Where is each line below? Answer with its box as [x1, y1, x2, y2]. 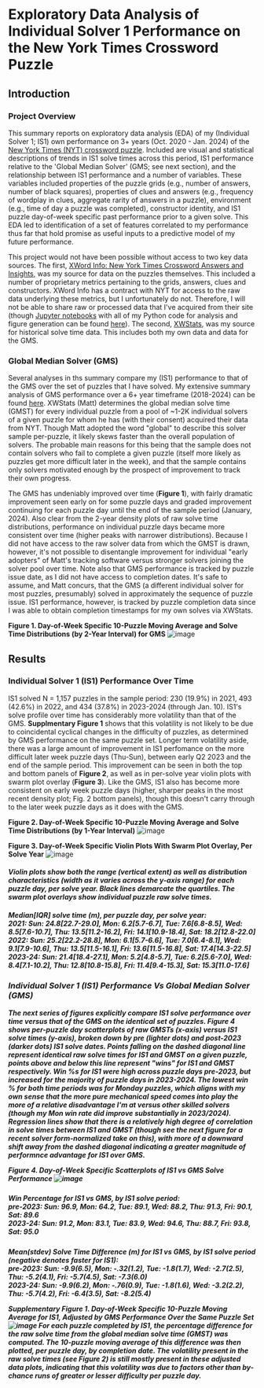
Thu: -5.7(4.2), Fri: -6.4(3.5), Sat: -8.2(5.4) [8, 1288, 152, 1298]
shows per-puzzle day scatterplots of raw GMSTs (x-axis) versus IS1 [8, 1025, 238, 1034]
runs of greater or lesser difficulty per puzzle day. [35, 1371, 202, 1380]
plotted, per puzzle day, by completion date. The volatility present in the [8, 1346, 249, 1355]
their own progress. [8, 473, 72, 483]
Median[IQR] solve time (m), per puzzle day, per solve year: [8, 911, 207, 920]
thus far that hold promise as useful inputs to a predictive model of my [8, 228, 236, 237]
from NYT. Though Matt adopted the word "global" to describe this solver [8, 423, 247, 433]
